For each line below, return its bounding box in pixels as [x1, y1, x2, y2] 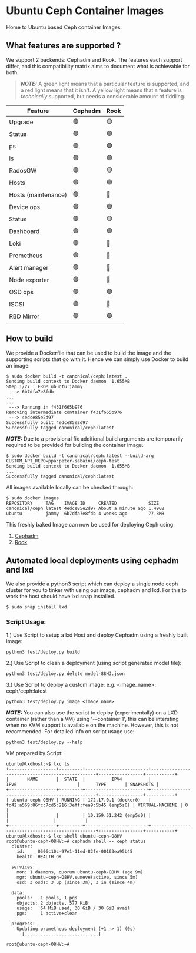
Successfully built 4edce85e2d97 [6, 419, 88, 425]
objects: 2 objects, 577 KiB [16, 900, 88, 906]
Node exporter [9, 276, 49, 284]
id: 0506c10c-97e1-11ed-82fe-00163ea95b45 [16, 848, 133, 855]
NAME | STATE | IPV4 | [27, 776, 151, 782]
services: [11, 864, 35, 870]
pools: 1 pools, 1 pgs [16, 895, 78, 901]
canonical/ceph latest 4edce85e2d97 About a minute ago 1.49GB [6, 505, 165, 511]
